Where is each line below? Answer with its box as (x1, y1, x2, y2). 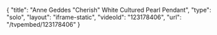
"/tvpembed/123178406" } (6, 21, 80, 28)
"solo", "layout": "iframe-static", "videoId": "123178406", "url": (6, 13, 182, 21)
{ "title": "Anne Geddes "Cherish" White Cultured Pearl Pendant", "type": (6, 6, 212, 14)
